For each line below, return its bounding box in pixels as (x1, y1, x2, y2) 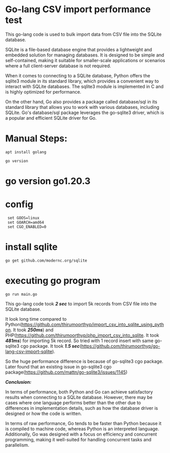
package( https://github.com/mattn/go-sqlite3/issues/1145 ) (5, 369, 128, 375)
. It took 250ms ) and (10, 327, 54, 333)
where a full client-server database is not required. (5, 63, 112, 69)
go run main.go (5, 292, 38, 297)
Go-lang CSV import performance (5, 4, 151, 15)
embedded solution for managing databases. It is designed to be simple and (5, 52, 164, 58)
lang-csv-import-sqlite (5, 348, 52, 354)
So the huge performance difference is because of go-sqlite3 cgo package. (5, 358, 163, 364)
